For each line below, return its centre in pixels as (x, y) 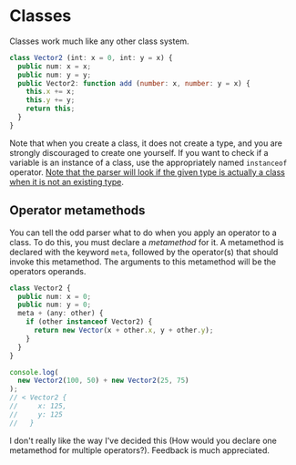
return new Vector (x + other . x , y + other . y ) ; (123, 330)
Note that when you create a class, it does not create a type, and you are (146, 143)
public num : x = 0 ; (55, 296)
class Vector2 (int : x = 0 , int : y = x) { (91, 57)
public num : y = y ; (55, 75)
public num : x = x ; (55, 66)
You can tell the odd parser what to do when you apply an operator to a (143, 232)
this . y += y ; (51, 100)
